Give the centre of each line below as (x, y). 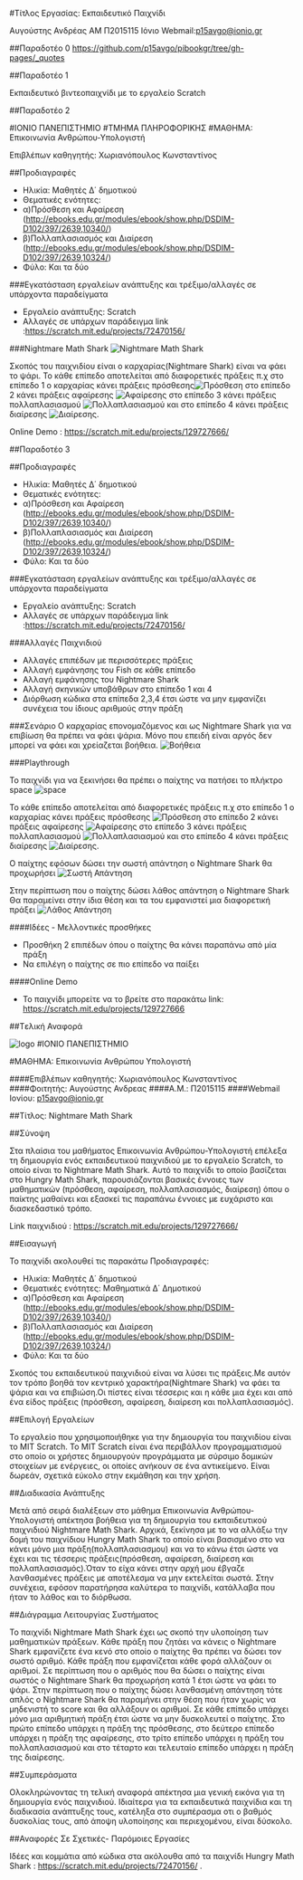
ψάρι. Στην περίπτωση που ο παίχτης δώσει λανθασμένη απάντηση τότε (146, 1690)
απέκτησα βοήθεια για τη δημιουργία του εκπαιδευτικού (162, 1520)
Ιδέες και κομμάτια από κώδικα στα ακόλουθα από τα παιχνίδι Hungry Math (152, 1856)
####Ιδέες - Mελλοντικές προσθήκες (80, 927)
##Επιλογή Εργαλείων (52, 1419)
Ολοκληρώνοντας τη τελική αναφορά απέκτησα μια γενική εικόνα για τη (147, 1792)
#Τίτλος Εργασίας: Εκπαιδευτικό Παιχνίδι (87, 13)
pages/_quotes (37, 57)
